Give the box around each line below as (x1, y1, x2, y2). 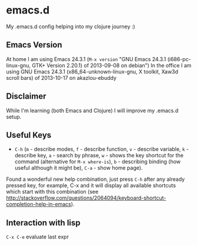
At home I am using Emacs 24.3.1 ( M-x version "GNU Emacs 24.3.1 (6, 55, 166, 62)
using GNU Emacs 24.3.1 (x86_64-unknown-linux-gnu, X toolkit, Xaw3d (6, 68, 178, 75)
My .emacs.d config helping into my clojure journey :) (6, 23, 135, 30)
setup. (6, 113, 22, 120)
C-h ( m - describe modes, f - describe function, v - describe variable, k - (14, 146, 189, 153)
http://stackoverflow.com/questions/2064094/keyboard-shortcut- (6, 194, 166, 201)
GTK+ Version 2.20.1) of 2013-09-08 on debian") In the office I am (32, 62, 192, 69)
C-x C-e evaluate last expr (6, 233, 69, 241)
